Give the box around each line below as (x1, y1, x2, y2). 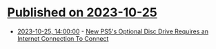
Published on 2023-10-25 (7, 5, 157, 20)
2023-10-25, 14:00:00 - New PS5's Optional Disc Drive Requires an (17, 27, 209, 35)
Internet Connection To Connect (17, 34, 109, 42)
